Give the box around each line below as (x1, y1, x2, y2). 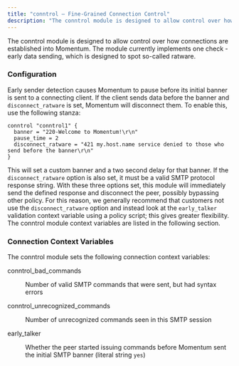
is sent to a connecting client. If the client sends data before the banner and (7, 93, 230, 102)
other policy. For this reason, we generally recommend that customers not (7, 196, 224, 204)
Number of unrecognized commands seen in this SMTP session (25, 315, 212, 324)
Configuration (7, 69, 57, 79)
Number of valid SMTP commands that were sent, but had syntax (25, 281, 217, 289)
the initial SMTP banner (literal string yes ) (25, 350, 146, 360)
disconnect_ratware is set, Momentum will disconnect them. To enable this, (7, 100, 228, 109)
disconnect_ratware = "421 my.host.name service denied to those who (14, 140, 224, 148)
